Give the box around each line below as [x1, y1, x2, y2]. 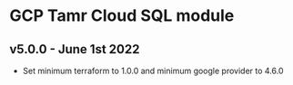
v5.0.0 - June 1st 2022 [9, 42, 140, 57]
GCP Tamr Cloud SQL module [9, 5, 235, 26]
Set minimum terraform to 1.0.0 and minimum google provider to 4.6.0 [22, 65, 284, 76]
